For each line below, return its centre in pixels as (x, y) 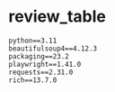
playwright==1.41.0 (45, 64)
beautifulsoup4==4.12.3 (53, 48)
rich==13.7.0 (33, 80)
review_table (57, 17)
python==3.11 (33, 41)
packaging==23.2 (39, 56)
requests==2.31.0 (41, 72)
